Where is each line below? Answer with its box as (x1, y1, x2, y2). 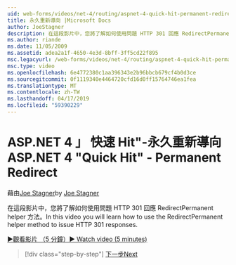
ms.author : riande (7, 37, 61, 44)
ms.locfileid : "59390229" (7, 102, 83, 109)
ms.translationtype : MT (7, 82, 77, 89)
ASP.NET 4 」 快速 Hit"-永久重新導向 (7, 134, 222, 150)
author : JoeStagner (7, 23, 65, 30)
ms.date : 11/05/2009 (7, 43, 68, 50)
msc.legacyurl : (7, 56, 52, 63)
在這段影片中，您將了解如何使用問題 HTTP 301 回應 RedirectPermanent (7, 203, 214, 212)
